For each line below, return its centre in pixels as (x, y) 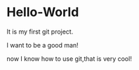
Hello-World (43, 12)
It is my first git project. (40, 31)
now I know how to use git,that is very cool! (69, 58)
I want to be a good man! (42, 45)
